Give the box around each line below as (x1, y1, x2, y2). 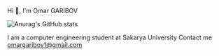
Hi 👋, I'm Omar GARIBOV (7, 7, 78, 15)
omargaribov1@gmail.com (7, 41, 83, 48)
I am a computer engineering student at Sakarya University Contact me (7, 33, 212, 41)
